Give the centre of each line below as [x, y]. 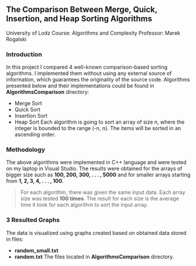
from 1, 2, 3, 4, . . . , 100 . [35, 181]
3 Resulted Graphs [33, 220]
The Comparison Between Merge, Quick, [82, 10]
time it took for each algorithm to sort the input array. [84, 205]
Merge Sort [28, 103]
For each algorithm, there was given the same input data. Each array [103, 192]
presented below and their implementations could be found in [80, 86]
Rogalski [16, 39]
